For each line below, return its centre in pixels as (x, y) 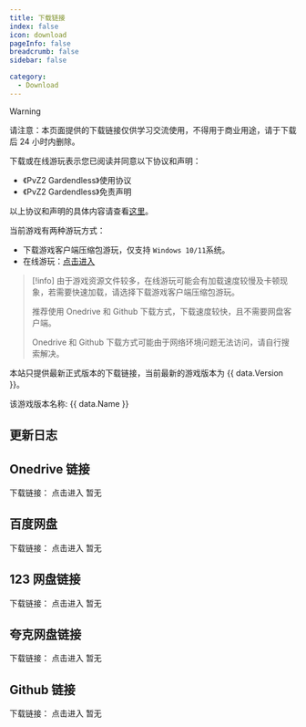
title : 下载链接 (37, 18)
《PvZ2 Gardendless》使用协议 (77, 180)
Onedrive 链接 (50, 469)
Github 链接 (42, 690)
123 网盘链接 (45, 580)
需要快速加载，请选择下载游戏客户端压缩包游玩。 (148, 292)
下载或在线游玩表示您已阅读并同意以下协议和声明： (105, 161)
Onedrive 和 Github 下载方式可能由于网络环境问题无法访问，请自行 (157, 342)
